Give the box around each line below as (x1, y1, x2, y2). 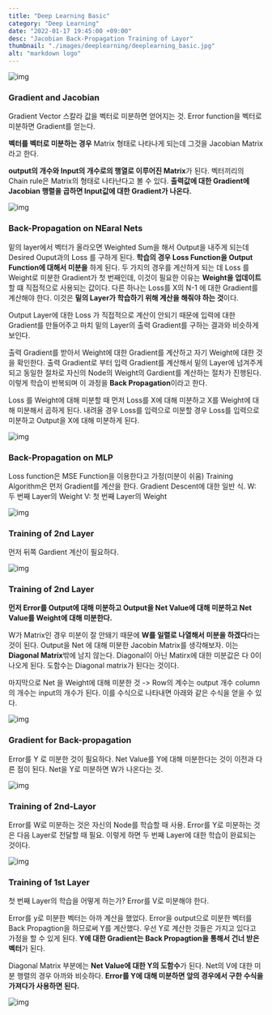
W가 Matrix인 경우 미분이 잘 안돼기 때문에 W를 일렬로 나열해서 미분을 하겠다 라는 (8, 630, 261, 640)
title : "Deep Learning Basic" (8, 11, 111, 20)
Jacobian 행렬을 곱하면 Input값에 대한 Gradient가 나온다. (8, 186, 192, 196)
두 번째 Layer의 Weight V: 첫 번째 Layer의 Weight (8, 491, 168, 501)
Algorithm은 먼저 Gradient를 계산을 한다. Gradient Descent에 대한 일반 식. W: (8, 481, 257, 491)
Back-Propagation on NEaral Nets (8, 223, 143, 234)
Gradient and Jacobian (8, 92, 100, 103)
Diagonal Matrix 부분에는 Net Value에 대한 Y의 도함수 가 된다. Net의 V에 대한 (8, 961, 253, 970)
